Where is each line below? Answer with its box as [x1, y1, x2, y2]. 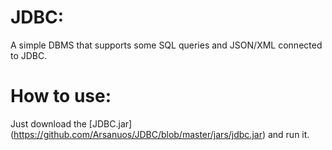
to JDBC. [10, 49, 48, 61]
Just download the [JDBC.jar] [10, 117, 133, 130]
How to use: [10, 85, 112, 108]
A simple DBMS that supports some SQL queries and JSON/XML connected [10, 39, 323, 51]
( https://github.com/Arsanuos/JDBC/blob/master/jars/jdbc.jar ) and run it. [10, 128, 310, 140]
